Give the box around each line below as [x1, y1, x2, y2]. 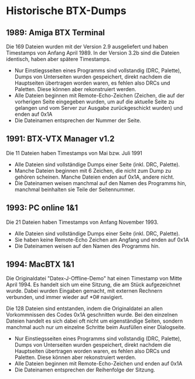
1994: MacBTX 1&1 [6, 260, 75, 270]
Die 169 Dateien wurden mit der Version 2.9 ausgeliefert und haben [6, 43, 168, 50]
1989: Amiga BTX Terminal [6, 28, 105, 38]
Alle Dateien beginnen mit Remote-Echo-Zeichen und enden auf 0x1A [14, 360, 183, 367]
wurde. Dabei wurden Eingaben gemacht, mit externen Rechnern [6, 287, 163, 294]
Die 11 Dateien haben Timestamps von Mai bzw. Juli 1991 [6, 149, 142, 156]
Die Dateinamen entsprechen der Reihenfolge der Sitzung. [14, 366, 155, 374]
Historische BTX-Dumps [6, 4, 127, 18]
